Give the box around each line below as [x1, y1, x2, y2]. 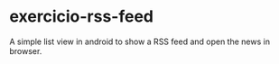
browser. [9, 45, 42, 56]
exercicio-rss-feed [9, 6, 154, 27]
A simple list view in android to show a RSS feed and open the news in [9, 36, 271, 47]
